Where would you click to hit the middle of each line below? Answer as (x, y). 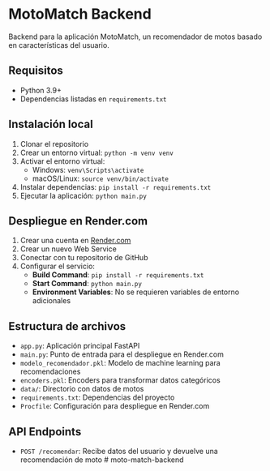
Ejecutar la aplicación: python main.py (84, 195)
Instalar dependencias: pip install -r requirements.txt (116, 186)
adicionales (51, 301)
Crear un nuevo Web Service (69, 249)
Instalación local (51, 124)
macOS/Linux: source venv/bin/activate (100, 178)
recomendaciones (50, 372)
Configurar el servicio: (58, 266)
